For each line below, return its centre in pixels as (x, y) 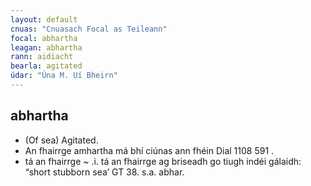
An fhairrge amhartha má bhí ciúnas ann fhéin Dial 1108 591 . (149, 150)
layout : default (44, 19)
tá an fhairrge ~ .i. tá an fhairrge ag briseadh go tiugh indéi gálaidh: (163, 161)
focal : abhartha (44, 38)
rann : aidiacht (42, 57)
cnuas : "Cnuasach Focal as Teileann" (89, 29)
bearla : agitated (46, 66)
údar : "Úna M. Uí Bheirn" (64, 76)
